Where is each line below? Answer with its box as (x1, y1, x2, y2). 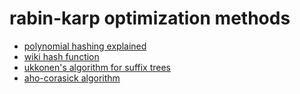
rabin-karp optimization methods (9, 7, 291, 30)
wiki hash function (23, 50, 100, 62)
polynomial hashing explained (23, 40, 147, 52)
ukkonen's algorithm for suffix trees (23, 61, 172, 73)
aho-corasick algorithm (23, 72, 121, 84)
